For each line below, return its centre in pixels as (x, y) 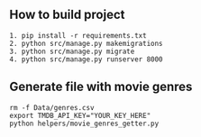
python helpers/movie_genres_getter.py (84, 123)
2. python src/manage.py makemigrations (87, 43)
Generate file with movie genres (101, 87)
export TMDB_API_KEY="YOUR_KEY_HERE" (80, 115)
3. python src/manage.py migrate (72, 51)
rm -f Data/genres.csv (52, 107)
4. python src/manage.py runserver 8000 (87, 59)
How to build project (67, 15)
